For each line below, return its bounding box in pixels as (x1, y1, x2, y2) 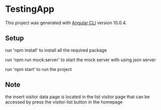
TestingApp (5, 3, 54, 15)
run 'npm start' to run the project (5, 66, 72, 72)
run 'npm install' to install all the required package (5, 47, 107, 53)
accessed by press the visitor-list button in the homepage (5, 99, 123, 105)
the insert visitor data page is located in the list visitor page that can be (5, 94, 150, 100)
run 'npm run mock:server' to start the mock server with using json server (5, 57, 156, 63)
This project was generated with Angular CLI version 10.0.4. (5, 20, 127, 26)
